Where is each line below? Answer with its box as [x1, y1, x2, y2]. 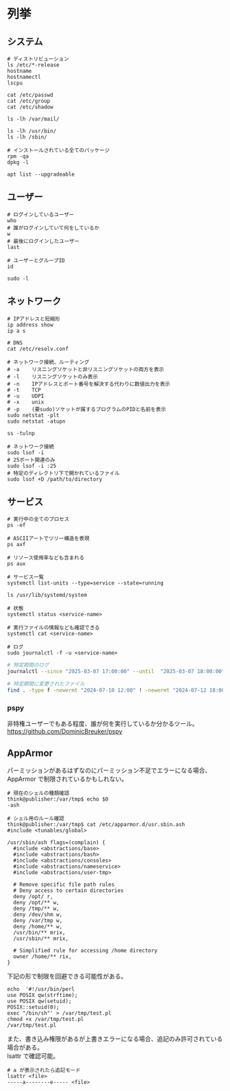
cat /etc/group [7, 97, 51, 104]
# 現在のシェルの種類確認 [7, 790, 70, 797]
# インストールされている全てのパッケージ [7, 147, 110, 154]
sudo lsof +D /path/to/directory [7, 476, 103, 482]
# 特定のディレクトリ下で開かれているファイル [7, 469, 120, 477]
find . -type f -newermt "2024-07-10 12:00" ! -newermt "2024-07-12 [7, 687, 207, 694]
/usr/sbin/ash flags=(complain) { [7, 839, 106, 846]
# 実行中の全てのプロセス [7, 516, 70, 523]
